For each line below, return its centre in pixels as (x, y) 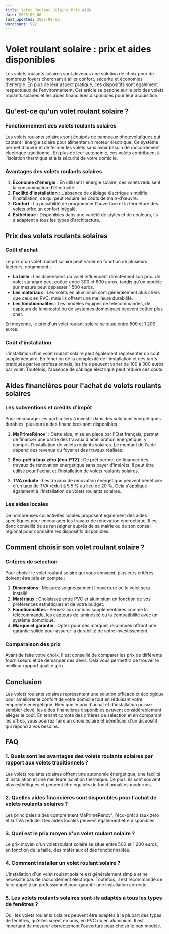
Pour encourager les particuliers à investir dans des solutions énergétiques (83, 418)
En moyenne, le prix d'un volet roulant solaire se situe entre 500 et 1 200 (80, 324)
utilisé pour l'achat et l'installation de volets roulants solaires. (76, 471)
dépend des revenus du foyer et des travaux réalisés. (68, 450)
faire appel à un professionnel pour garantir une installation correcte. (77, 885)
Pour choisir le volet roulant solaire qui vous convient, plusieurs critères (79, 573)
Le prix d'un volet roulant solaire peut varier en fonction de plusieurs (76, 261)
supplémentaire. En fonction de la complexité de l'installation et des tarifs (81, 359)
